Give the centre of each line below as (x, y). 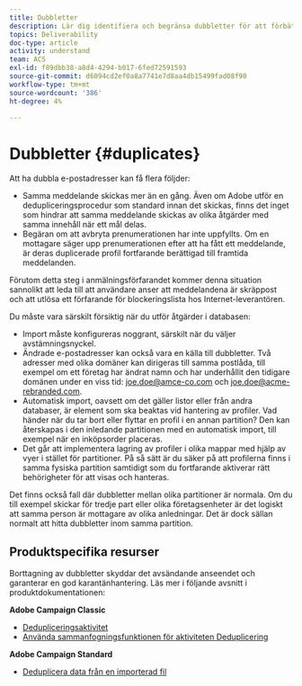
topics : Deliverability (54, 34)
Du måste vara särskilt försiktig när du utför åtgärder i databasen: (130, 316)
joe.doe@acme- (260, 382)
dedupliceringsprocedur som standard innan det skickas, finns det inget (155, 205)
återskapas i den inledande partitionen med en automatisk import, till (149, 430)
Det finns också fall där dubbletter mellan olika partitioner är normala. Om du (151, 494)
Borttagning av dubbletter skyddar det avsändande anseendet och (133, 574)
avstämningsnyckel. (59, 343)
